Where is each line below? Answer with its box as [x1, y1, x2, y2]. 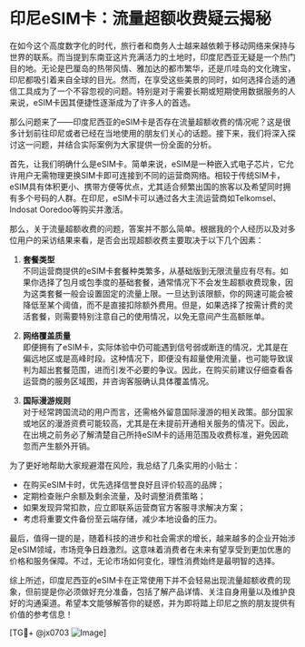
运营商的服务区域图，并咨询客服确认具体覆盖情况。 [22, 375, 214, 387]
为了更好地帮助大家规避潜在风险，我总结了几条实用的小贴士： [9, 460, 241, 470]
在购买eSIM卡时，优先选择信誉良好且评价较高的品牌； [22, 479, 225, 490]
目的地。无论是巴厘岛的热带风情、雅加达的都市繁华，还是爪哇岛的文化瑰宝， [9, 63, 296, 74]
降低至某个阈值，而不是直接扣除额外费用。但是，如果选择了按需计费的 [22, 299, 286, 310]
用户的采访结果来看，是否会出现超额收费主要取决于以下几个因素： [16, 234, 264, 246]
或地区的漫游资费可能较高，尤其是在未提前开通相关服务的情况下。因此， [22, 418, 293, 429]
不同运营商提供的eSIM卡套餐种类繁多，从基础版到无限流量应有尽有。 [22, 265, 281, 276]
